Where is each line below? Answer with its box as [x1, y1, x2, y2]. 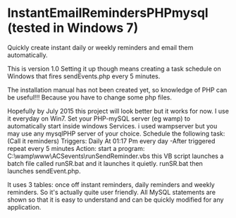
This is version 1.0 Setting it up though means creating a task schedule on [7, 64, 221, 73]
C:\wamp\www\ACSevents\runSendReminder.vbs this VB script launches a [7, 152, 224, 160]
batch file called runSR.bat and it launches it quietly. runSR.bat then [7, 159, 203, 167]
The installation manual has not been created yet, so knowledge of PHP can [7, 85, 228, 94]
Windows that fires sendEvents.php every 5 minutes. [7, 72, 161, 80]
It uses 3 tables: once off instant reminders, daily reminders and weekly [7, 180, 215, 188]
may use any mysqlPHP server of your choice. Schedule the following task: [7, 129, 225, 138]
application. [7, 202, 42, 211]
